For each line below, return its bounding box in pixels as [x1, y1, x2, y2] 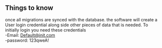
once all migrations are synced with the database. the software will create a [5, 16, 158, 22]
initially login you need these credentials [5, 27, 87, 33]
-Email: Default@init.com [5, 32, 55, 38]
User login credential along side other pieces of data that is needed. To [5, 22, 148, 28]
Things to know [5, 4, 53, 12]
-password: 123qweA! [5, 37, 49, 43]
